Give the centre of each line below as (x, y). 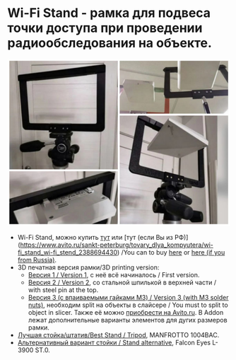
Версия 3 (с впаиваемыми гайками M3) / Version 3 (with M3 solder (128, 297)
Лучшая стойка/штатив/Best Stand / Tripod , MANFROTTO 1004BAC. (118, 335)
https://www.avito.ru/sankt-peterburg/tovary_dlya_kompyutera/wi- (117, 245)
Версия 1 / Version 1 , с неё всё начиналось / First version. (114, 274)
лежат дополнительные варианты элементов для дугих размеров (128, 320)
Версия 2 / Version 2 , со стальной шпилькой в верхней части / (122, 282)
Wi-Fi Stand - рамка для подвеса (109, 13)
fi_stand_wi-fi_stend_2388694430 (67, 252)
